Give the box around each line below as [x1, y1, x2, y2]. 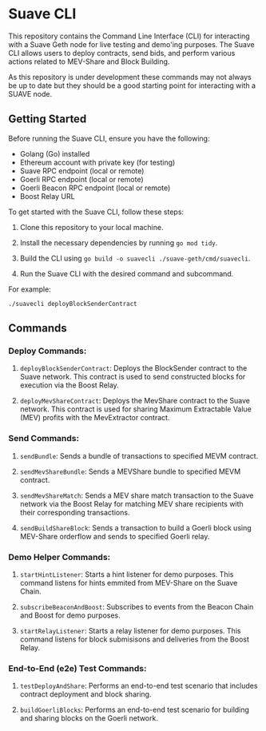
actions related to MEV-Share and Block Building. [8, 57, 170, 66]
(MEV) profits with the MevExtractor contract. [19, 413, 170, 423]
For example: [8, 284, 52, 294]
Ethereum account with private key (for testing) [19, 157, 176, 167]
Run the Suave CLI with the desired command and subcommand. [19, 268, 234, 278]
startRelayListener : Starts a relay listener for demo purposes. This [19, 626, 241, 636]
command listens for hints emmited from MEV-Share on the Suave [19, 578, 238, 588]
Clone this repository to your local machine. [19, 222, 164, 232]
